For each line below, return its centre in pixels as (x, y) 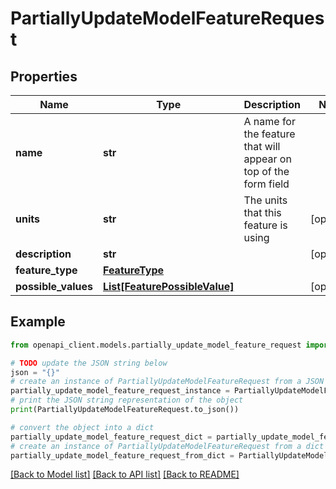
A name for (269, 121)
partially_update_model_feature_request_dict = (111, 437)
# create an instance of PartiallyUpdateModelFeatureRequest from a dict (167, 446)
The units (265, 200)
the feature (269, 134)
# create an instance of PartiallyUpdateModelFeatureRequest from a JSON (167, 382)
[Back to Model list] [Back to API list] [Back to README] (125, 474)
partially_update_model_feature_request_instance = (120, 391)
